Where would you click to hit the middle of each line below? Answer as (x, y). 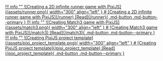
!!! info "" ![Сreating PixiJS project (39, 38)
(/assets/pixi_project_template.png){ (42, 43)
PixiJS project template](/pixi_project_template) (53, 48)
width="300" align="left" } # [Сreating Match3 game (104, 27)
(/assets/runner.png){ (27, 12)
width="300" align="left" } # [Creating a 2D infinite (101, 12)
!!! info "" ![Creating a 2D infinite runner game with (56, 7)
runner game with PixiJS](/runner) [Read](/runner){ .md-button (69, 17)
